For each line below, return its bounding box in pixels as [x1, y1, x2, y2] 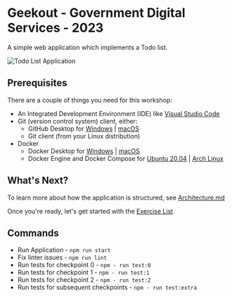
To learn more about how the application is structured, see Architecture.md [7, 193, 225, 202]
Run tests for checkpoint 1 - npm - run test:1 [17, 268, 150, 277]
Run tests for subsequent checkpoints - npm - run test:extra [17, 283, 198, 292]
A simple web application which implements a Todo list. [7, 43, 168, 51]
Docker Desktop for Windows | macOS [27, 146, 141, 155]
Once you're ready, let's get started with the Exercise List [7, 207, 174, 215]
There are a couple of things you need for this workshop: [7, 96, 172, 104]
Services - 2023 [7, 20, 104, 36]
